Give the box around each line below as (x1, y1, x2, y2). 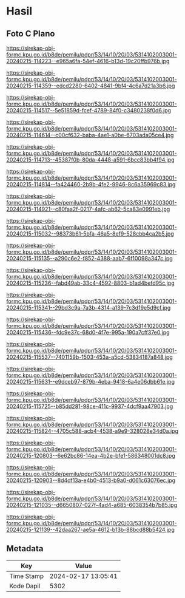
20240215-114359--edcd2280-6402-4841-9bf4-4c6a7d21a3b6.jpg (6, 82, 175, 89)
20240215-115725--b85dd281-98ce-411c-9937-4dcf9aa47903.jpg (6, 403, 173, 410)
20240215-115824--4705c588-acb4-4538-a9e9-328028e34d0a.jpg (6, 427, 179, 435)
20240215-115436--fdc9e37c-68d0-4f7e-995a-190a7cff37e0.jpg (6, 329, 170, 336)
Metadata (6, 543, 44, 554)
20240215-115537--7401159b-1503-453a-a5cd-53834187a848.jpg (6, 353, 173, 361)
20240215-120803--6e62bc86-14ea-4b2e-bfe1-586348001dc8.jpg (6, 452, 176, 459)
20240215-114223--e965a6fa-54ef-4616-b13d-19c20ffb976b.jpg (6, 58, 170, 64)
